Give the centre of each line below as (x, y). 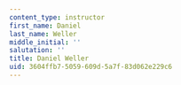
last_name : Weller (43, 34)
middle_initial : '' (45, 42)
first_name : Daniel (45, 26)
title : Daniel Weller (49, 58)
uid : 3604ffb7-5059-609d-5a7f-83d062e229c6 (91, 67)
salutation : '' (37, 50)
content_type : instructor (57, 17)
